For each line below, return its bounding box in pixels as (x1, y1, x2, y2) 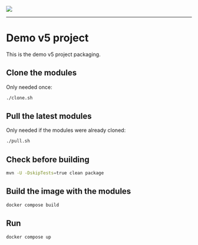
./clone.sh (6, 95, 33, 101)
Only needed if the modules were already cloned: (6, 127, 126, 134)
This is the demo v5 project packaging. (6, 51, 101, 58)
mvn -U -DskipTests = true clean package (6, 170, 104, 176)
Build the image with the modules (6, 186, 131, 197)
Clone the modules (6, 68, 77, 78)
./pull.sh (6, 138, 31, 144)
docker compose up (6, 234, 51, 240)
